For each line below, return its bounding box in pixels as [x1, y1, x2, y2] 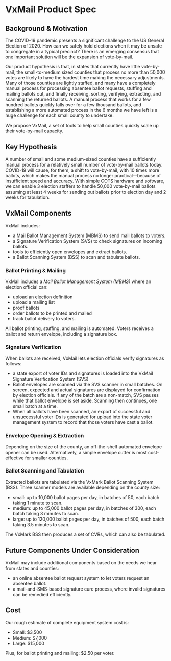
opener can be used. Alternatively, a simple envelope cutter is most [5, 449, 147, 455]
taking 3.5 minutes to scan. [12, 521, 70, 527]
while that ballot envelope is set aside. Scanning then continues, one [12, 397, 157, 404]
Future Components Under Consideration [5, 546, 139, 555]
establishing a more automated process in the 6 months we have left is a [5, 107, 158, 113]
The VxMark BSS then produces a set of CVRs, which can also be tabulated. [5, 531, 166, 537]
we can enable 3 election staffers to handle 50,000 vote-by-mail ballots [5, 183, 156, 190]
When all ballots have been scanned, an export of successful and [12, 409, 151, 415]
